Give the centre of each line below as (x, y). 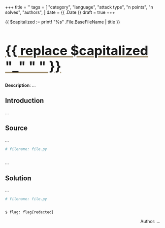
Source (16, 128)
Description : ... (20, 85)
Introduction (25, 101)
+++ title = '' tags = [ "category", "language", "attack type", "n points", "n (79, 7)
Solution (18, 178)
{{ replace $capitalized (77, 50)
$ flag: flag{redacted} (30, 212)
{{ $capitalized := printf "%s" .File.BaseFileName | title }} (63, 22)
